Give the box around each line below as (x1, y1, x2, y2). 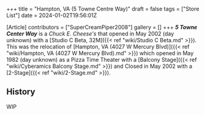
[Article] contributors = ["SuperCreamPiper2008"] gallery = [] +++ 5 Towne (6, 24, 198, 31)
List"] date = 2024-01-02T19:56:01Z (6, 12, 97, 19)
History (6, 87, 35, 97)
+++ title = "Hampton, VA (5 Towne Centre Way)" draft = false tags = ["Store (6, 6, 199, 12)
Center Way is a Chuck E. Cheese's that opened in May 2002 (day (6, 30, 174, 37)
